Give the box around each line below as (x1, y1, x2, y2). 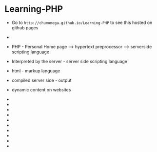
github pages (11, 24, 39, 30)
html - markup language (11, 67, 60, 74)
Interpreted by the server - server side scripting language (11, 58, 128, 64)
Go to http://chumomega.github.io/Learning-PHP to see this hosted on (11, 20, 153, 25)
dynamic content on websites (11, 87, 71, 92)
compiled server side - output (11, 77, 72, 83)
